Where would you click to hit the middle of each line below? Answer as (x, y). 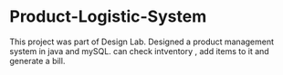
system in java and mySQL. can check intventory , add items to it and (139, 51)
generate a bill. (37, 61)
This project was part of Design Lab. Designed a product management (142, 42)
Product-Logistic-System (108, 17)
